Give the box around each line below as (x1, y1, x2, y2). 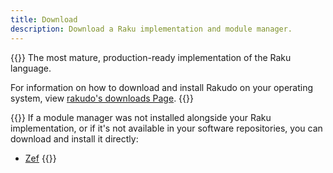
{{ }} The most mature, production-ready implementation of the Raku (10, 51, 292, 63)
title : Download (10, 14, 78, 25)
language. (10, 62, 52, 74)
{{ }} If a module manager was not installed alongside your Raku (10, 111, 272, 123)
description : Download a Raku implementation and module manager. (10, 24, 293, 34)
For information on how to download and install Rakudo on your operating (10, 81, 314, 93)
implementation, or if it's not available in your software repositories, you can (10, 122, 323, 134)
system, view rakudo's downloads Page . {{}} (10, 92, 194, 104)
